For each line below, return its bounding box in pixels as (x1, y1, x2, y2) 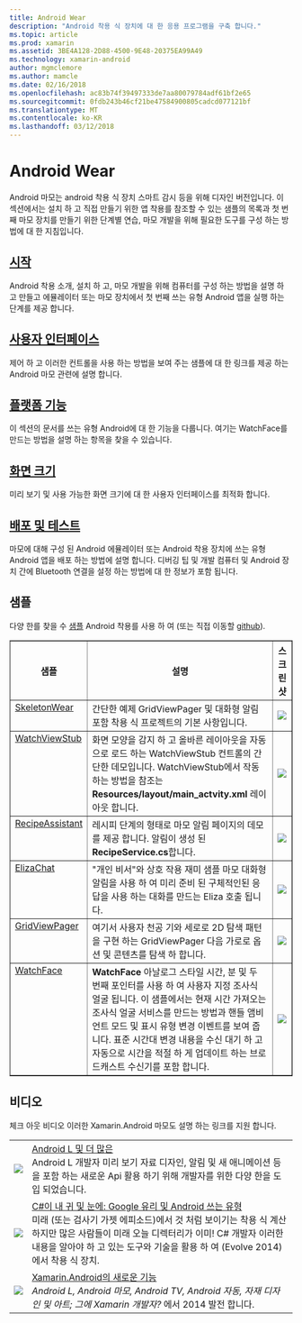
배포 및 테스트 (9, 517, 81, 533)
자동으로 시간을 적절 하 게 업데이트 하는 (92, 1046, 248, 1059)
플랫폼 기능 (9, 397, 67, 413)
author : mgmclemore (9, 64, 83, 73)
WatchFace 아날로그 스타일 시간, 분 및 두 (92, 965, 258, 978)
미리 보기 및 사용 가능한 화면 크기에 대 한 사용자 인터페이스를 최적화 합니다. (9, 488, 271, 500)
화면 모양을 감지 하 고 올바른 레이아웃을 (92, 734, 248, 746)
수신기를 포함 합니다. (127, 1060, 209, 1072)
